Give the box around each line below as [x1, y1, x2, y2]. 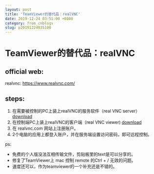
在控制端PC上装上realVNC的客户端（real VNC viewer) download [12, 119, 142, 125]
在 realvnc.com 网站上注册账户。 [12, 125, 79, 131]
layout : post [5, 7, 32, 12]
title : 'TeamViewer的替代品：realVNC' [5, 12, 81, 17]
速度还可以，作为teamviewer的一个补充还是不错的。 [12, 163, 117, 169]
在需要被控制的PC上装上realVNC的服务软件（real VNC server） [12, 108, 140, 114]
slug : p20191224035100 [5, 25, 51, 30]
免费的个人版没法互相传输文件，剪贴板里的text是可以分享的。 [12, 151, 136, 157]
